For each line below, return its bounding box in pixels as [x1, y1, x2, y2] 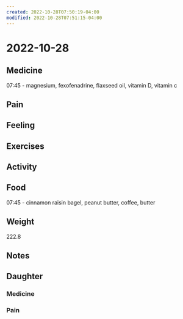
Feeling [6, 120, 35, 130]
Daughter [6, 271, 43, 282]
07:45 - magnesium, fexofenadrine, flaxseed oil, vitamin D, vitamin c [6, 81, 178, 89]
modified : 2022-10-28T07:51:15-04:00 [6, 15, 102, 21]
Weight [6, 217, 35, 227]
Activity [6, 162, 38, 172]
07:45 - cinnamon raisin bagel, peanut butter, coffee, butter [6, 198, 156, 206]
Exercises [6, 141, 45, 151]
